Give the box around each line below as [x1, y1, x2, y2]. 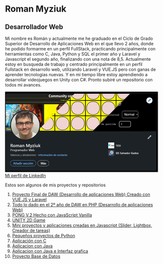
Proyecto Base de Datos [12, 253, 61, 259]
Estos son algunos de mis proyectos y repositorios [5, 182, 106, 188]
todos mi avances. [5, 82, 42, 88]
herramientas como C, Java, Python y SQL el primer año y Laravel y [5, 51, 141, 57]
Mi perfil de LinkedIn [5, 173, 46, 179]
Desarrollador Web [5, 23, 63, 31]
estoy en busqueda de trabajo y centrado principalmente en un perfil [5, 62, 143, 67]
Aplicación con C [12, 238, 47, 244]
